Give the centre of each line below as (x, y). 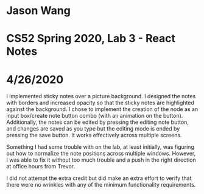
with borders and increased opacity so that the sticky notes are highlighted (100, 103)
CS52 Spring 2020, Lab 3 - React (91, 39)
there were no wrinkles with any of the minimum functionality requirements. (101, 185)
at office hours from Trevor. (41, 167)
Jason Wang (39, 11)
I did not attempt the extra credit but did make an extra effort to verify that (99, 178)
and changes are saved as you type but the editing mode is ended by (93, 129)
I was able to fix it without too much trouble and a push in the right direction (101, 160)
